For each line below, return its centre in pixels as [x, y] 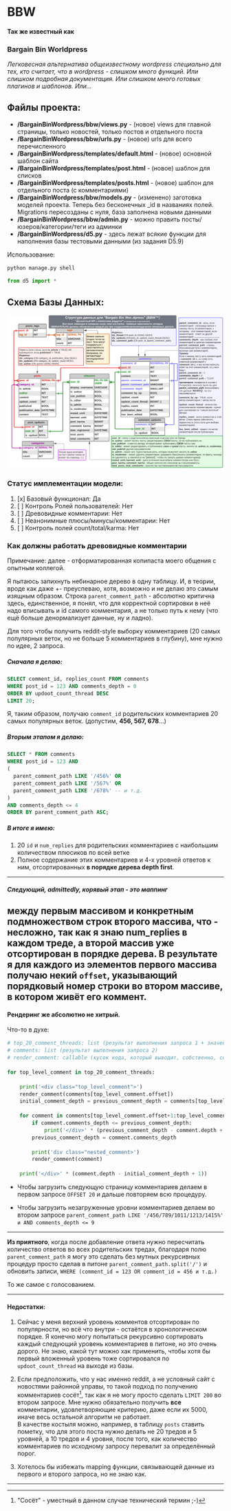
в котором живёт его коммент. [77, 997]
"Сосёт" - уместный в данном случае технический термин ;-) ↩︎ [111, 1500]
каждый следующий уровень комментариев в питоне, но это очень [117, 1344]
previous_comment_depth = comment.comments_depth [104, 1138]
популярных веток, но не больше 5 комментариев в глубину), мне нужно [115, 639]
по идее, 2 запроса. [36, 646]
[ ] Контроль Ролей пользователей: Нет [75, 506]
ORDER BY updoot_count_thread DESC [58, 693]
